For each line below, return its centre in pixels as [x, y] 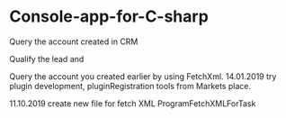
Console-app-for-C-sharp [109, 17]
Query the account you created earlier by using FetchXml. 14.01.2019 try [143, 76]
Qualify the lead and [47, 59]
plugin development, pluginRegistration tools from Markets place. [130, 86]
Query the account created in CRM [74, 41]
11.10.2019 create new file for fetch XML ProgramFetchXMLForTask [133, 103]
